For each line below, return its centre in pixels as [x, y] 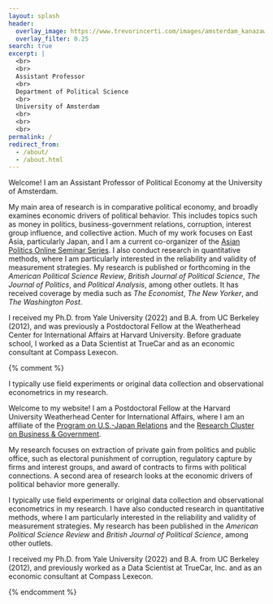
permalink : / [30, 137]
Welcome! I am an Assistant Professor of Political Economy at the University [135, 183]
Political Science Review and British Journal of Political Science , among [129, 535]
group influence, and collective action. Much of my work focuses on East [131, 233]
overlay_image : [41, 31]
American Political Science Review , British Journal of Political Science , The [134, 276]
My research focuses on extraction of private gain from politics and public [132, 450]
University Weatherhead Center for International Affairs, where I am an [127, 417]
